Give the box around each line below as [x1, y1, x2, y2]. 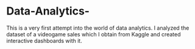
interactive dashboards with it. [6, 37, 82, 44]
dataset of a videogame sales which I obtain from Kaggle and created [6, 30, 181, 38]
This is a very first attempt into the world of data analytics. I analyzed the [6, 24, 190, 31]
